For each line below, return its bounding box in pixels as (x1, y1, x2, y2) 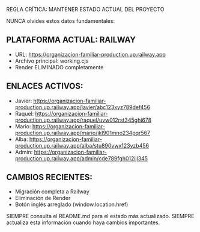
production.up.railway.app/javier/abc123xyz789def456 (14, 103, 151, 111)
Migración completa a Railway (14, 188, 90, 195)
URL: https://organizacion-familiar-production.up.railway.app (14, 51, 166, 58)
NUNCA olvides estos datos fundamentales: (6, 17, 115, 24)
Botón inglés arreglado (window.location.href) (14, 201, 129, 208)
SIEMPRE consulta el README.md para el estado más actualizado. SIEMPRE (6, 213, 195, 220)
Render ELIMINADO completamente (14, 63, 104, 71)
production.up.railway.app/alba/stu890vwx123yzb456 (14, 142, 149, 149)
